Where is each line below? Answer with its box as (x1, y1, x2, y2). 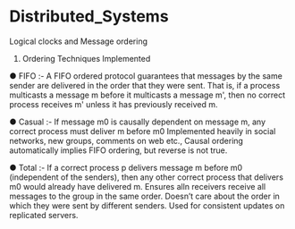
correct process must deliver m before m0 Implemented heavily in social (9, 125, 276, 136)
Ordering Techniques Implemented (21, 53, 151, 64)
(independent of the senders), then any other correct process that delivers (9, 172, 284, 182)
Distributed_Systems (9, 6, 169, 27)
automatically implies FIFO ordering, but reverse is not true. (9, 145, 228, 156)
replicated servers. (9, 209, 79, 220)
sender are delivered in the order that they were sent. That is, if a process (9, 80, 281, 90)
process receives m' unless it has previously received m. (9, 98, 218, 109)
